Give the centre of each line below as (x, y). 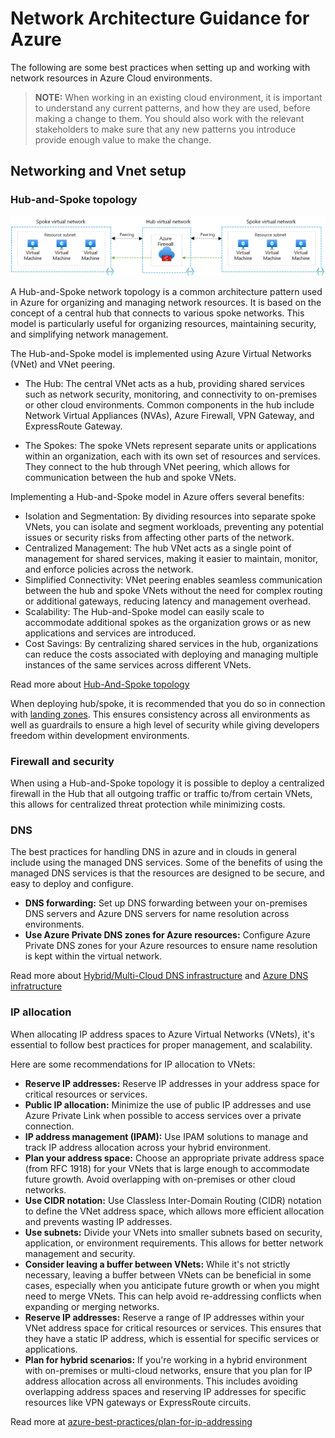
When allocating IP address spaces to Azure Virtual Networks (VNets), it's (162, 1034)
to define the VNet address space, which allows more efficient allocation (174, 1211)
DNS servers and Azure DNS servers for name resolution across (157, 914)
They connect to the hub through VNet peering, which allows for (157, 466)
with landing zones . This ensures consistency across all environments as (160, 714)
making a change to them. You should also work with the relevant (169, 118)
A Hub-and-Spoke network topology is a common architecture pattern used (166, 291)
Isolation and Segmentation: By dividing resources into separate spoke (170, 516)
